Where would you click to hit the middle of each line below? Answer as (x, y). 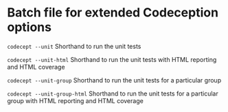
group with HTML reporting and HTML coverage (76, 100)
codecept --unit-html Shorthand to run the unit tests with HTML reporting (112, 59)
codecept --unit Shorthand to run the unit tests (74, 46)
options (29, 27)
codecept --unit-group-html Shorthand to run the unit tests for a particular (113, 93)
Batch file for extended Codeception (113, 13)
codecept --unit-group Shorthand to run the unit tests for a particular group (114, 80)
